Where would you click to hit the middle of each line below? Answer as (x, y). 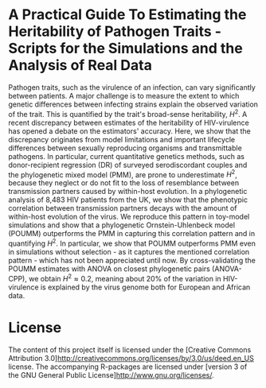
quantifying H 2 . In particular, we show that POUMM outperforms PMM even (132, 242)
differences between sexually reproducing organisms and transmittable (125, 148)
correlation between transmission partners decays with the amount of (123, 208)
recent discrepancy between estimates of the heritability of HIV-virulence (129, 122)
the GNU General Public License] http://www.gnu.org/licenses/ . (111, 374)
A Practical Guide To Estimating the (127, 15)
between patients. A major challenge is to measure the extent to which (124, 95)
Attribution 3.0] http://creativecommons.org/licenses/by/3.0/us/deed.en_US (131, 358)
